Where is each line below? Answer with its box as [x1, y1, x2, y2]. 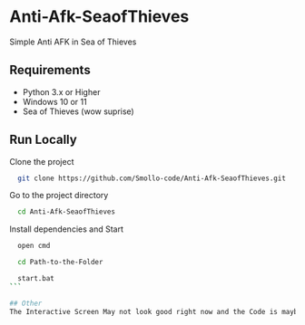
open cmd [17, 242, 51, 251]
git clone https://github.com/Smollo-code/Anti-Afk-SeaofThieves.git [17, 174, 286, 183]
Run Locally [9, 132, 77, 148]
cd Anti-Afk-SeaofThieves [17, 207, 116, 216]
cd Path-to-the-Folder [17, 258, 103, 267]
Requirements [9, 62, 91, 78]
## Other [9, 299, 43, 308]
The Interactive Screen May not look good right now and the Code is [9, 307, 279, 316]
